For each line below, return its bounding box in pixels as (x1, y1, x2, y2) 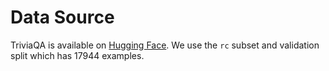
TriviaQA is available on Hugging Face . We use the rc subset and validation (10, 39, 320, 51)
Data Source (10, 6, 115, 29)
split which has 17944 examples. (10, 49, 145, 61)
